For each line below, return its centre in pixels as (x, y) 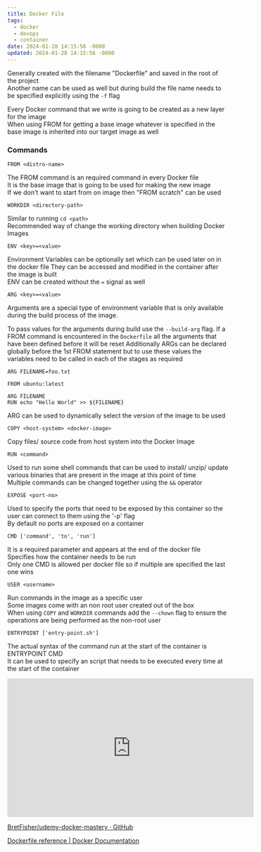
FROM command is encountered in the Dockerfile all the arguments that (112, 337)
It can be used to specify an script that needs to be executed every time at (115, 661)
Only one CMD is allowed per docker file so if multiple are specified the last (116, 565)
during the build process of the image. (63, 315)
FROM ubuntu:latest (36, 384)
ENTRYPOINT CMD (35, 654)
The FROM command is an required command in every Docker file (103, 177)
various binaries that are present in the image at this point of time (102, 475)
